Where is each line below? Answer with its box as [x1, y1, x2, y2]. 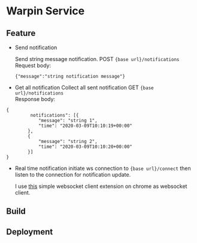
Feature [6, 28, 36, 38]
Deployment [6, 226, 53, 237]
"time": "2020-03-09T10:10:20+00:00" [38, 144, 133, 150]
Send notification [14, 44, 57, 51]
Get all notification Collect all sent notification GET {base [14, 84, 154, 91]
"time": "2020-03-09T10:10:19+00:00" [38, 123, 133, 129]
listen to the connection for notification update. [14, 171, 131, 178]
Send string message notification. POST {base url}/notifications [14, 56, 180, 62]
